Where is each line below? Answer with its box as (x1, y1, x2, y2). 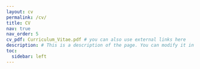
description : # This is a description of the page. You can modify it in (6, 43, 195, 49)
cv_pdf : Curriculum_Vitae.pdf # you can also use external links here (6, 37, 186, 43)
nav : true (6, 25, 31, 32)
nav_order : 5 (6, 31, 39, 37)
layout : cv (6, 8, 34, 15)
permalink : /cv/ (6, 14, 47, 20)
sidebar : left (11, 53, 47, 59)
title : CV (6, 20, 31, 26)
